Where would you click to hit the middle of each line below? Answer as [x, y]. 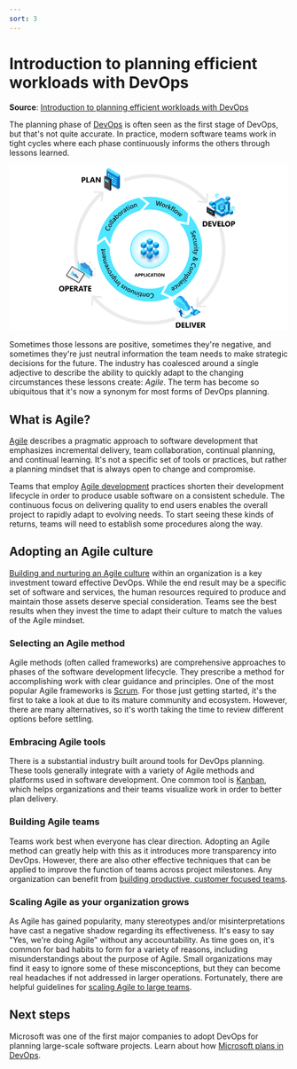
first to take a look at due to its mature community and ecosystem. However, [148, 700]
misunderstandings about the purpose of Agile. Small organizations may [141, 959]
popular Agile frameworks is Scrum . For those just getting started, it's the [143, 691]
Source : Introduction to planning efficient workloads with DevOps [129, 107]
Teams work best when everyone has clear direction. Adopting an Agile [140, 841]
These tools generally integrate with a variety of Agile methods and [132, 770]
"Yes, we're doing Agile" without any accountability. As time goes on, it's [142, 940]
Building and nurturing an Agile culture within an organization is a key [136, 573]
